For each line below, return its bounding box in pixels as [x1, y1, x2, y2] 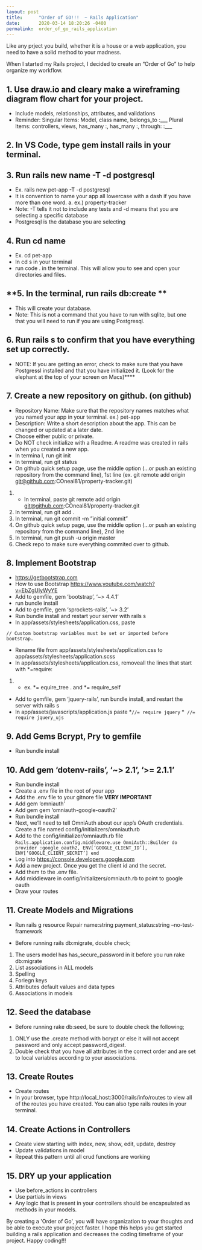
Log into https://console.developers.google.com [14, 855, 135, 863]
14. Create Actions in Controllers [6, 1124, 131, 1135]
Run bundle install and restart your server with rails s [14, 613, 147, 620]
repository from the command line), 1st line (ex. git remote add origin [14, 471, 186, 478]
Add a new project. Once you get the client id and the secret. [14, 862, 167, 869]
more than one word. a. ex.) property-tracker [14, 199, 127, 206]
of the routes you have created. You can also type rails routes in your [14, 1100, 187, 1107]
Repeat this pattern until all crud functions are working [14, 1153, 151, 1161]
